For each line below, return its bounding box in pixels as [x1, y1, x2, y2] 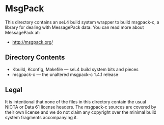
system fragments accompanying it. [5, 114, 78, 120]
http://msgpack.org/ [12, 39, 53, 45]
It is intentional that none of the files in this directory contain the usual [5, 99, 146, 104]
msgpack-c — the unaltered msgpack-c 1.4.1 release [12, 72, 119, 77]
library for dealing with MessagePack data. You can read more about [5, 24, 144, 30]
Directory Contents [5, 53, 65, 62]
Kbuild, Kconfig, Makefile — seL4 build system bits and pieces [12, 66, 139, 72]
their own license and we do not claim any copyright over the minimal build [5, 109, 157, 115]
